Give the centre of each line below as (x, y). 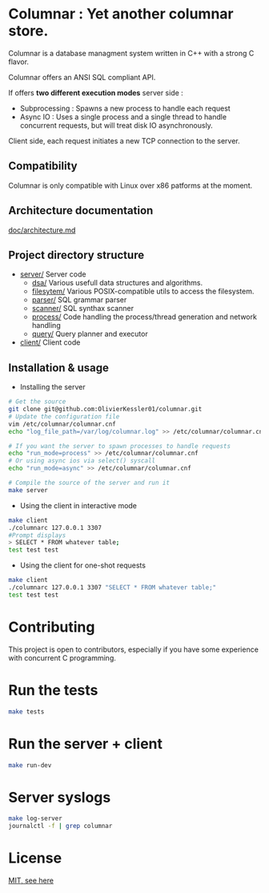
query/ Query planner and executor (90, 334)
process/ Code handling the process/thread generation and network (145, 317)
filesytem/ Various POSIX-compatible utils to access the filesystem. (143, 291)
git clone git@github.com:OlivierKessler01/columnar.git (105, 410)
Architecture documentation (81, 210)
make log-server (35, 818)
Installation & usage (59, 368)
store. (28, 31)
